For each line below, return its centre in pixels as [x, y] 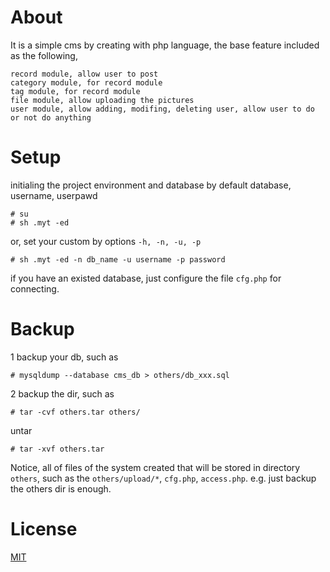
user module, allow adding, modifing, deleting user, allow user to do [162, 109]
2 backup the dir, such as [62, 393]
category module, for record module [86, 82]
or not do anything [51, 117]
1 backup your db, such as [64, 357]
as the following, [44, 55]
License [44, 529]
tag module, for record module [75, 91]
